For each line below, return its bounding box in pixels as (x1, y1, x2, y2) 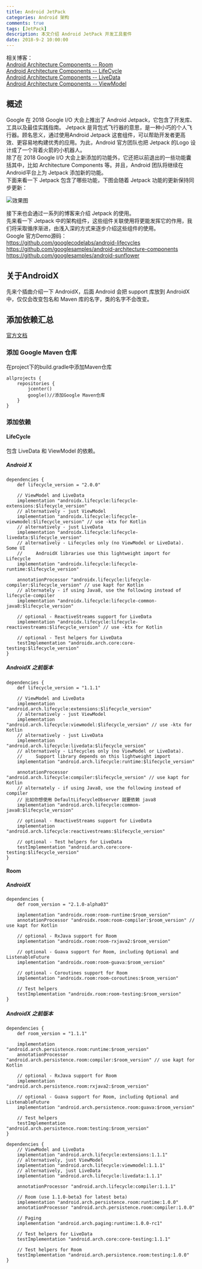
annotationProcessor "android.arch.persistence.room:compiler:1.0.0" (17, 1205, 195, 1211)
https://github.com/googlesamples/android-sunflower (6, 251, 140, 259)
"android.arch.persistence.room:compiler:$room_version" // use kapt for (6, 1057, 195, 1064)
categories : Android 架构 (6, 14, 69, 20)
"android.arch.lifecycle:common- (57, 802, 141, 808)
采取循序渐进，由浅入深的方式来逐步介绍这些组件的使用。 (16, 224, 159, 232)
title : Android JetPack (6, 8, 66, 15)
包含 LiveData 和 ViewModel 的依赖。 (6, 447, 99, 454)
